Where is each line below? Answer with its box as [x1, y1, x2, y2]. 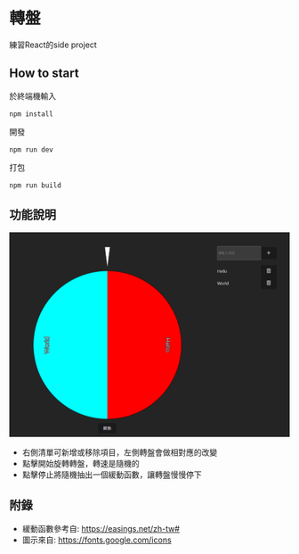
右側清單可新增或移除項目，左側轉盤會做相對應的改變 [21, 447, 218, 458]
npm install [9, 109, 53, 119]
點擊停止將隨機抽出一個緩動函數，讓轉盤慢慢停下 [21, 469, 202, 480]
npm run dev [9, 145, 53, 154]
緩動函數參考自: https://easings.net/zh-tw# [21, 523, 181, 533]
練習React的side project [9, 39, 98, 50]
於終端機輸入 [9, 90, 56, 101]
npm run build [9, 180, 62, 190]
